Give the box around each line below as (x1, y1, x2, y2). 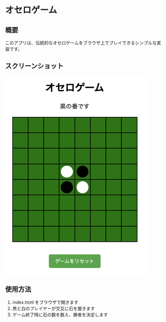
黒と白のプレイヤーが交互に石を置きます (12, 305, 95, 311)
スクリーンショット (5, 62, 63, 70)
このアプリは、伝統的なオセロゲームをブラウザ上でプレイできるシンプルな (5, 40, 157, 46)
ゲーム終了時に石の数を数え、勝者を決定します (12, 312, 108, 318)
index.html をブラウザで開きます (12, 299, 79, 305)
